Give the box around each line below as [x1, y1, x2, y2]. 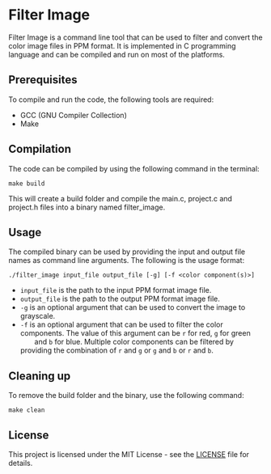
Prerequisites [8, 73, 78, 87]
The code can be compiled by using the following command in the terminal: [8, 163, 260, 173]
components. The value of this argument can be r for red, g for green [19, 328, 251, 338]
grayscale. [19, 311, 56, 321]
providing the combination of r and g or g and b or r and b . [19, 345, 214, 355]
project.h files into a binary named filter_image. [8, 202, 166, 212]
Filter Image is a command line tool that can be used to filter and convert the [8, 32, 263, 42]
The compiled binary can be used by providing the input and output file [8, 247, 245, 256]
